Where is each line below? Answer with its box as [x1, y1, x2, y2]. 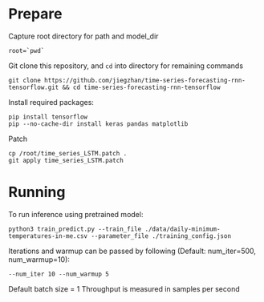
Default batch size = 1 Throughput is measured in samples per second [8, 284, 241, 293]
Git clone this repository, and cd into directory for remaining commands [8, 61, 243, 70]
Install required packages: [8, 97, 95, 107]
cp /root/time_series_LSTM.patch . [8, 149, 128, 157]
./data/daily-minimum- [144, 225, 221, 233]
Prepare [8, 5, 63, 23]
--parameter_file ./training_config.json [91, 232, 231, 240]
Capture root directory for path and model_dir [8, 31, 159, 41]
